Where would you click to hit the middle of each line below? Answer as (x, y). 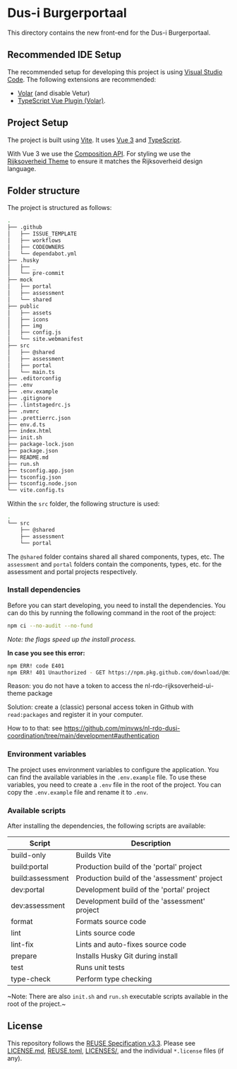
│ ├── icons (28, 320)
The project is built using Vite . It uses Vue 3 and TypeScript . (95, 140)
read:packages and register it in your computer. (75, 715)
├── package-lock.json (41, 444)
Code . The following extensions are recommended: (82, 79)
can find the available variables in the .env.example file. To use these (107, 777)
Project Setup (38, 123)
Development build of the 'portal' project (143, 890)
